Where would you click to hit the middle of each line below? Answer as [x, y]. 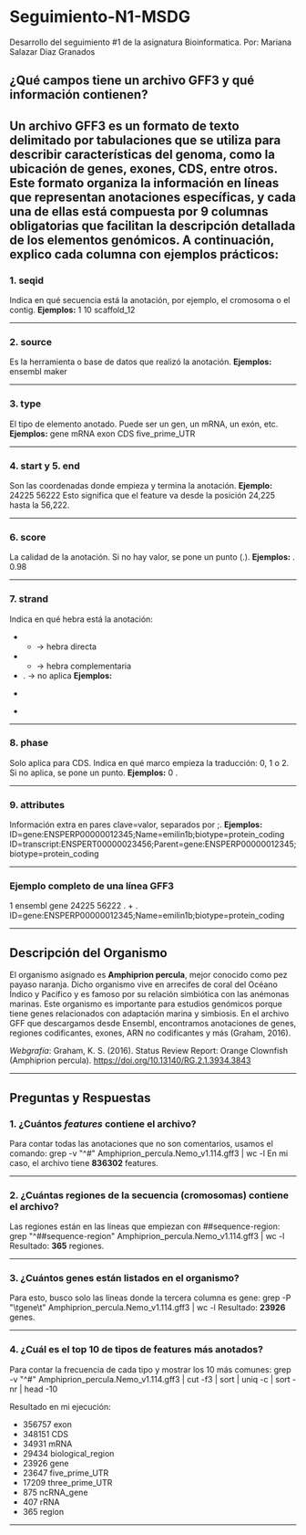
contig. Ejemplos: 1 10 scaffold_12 [72, 310]
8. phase [29, 743]
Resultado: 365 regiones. [57, 1246]
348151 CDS [46, 1434]
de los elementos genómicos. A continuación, [142, 240]
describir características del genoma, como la [143, 154]
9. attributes [37, 804]
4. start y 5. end [45, 466]
